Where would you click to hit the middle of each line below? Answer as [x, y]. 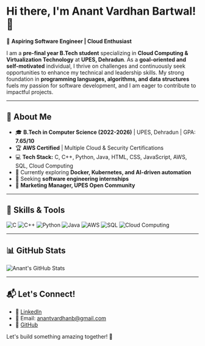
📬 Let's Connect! [41, 294]
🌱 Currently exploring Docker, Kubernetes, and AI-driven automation [103, 172]
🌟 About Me [29, 117]
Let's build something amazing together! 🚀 [59, 337]
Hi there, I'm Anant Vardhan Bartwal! [101, 11]
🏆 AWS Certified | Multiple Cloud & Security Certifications [89, 147]
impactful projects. [30, 92]
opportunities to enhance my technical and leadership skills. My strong [95, 72]
